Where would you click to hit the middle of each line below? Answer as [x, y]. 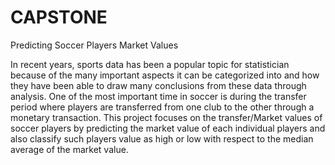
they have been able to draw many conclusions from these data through [158, 85]
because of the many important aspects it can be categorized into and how [165, 75]
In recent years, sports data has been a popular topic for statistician [150, 64]
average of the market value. [69, 149]
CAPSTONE [59, 17]
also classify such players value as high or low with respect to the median [162, 138]
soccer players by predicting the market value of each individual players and [168, 128]
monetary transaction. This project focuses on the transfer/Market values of [166, 117]
